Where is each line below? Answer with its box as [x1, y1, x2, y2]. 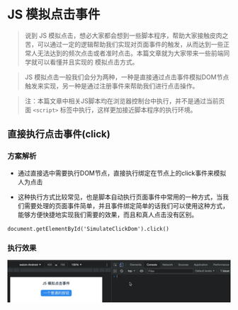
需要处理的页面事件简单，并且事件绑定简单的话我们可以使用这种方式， [23, 201, 229, 209]
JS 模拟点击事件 [7, 6, 101, 23]
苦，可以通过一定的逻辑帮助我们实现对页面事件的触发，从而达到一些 [24, 40, 224, 48]
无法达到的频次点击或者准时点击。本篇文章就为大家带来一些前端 [37, 49, 224, 57]
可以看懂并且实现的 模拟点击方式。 [37, 57, 139, 66]
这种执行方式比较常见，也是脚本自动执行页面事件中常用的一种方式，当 [17, 193, 223, 201]
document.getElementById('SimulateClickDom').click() [7, 225, 170, 232]
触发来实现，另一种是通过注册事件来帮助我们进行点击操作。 [24, 81, 199, 90]
